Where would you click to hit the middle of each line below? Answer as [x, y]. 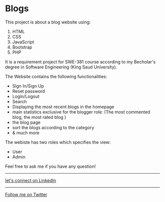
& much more [26, 133]
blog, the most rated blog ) [39, 117]
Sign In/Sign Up [28, 86]
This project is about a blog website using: [48, 22]
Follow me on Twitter [26, 194]
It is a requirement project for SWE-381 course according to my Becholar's [80, 62]
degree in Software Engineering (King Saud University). [61, 67]
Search [19, 101]
